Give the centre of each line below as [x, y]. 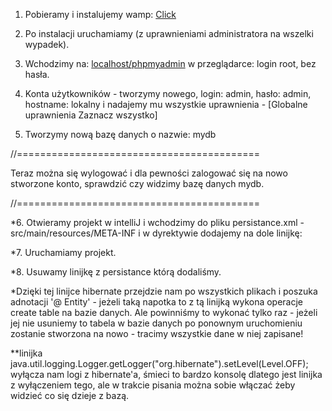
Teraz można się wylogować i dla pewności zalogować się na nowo [149, 173]
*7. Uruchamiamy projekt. [63, 252]
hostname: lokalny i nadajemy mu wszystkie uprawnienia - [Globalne [166, 104]
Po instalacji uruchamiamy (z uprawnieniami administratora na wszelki [169, 33]
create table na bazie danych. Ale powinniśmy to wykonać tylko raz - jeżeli [164, 312]
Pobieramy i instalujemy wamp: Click [100, 14]
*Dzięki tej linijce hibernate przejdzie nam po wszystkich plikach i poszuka [164, 291]
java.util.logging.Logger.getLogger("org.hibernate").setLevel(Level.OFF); [159, 363]
